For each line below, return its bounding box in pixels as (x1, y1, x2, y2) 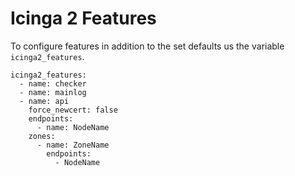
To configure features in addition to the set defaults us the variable (10, 40, 285, 52)
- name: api (19, 96, 70, 106)
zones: (28, 131, 56, 141)
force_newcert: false (28, 105, 118, 115)
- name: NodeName (36, 122, 110, 132)
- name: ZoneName (36, 140, 110, 150)
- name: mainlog (19, 87, 87, 97)
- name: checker (19, 78, 87, 89)
